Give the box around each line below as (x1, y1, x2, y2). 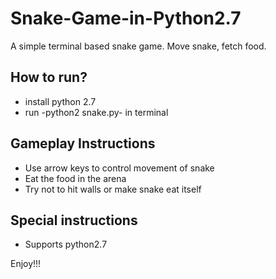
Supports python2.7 (24, 238, 108, 251)
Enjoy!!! (10, 258, 42, 270)
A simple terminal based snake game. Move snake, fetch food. (10, 40, 267, 52)
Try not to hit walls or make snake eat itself (24, 183, 202, 195)
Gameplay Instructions (10, 135, 156, 152)
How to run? (10, 69, 88, 86)
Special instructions (10, 212, 138, 229)
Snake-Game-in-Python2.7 (10, 7, 242, 30)
